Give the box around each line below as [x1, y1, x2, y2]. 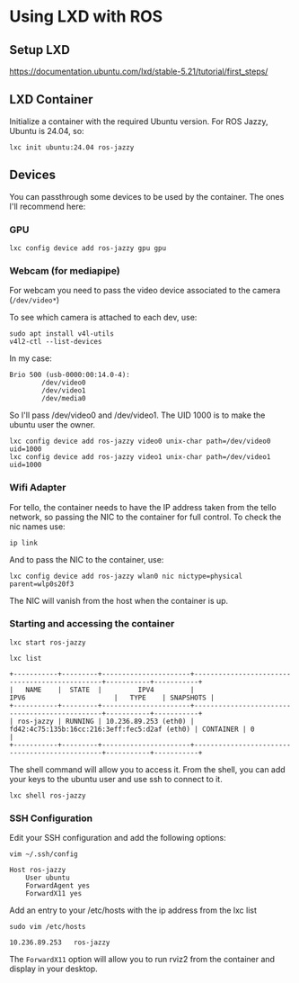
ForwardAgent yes [25, 881, 91, 890]
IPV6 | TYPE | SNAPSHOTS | [9, 693, 215, 702]
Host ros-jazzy [9, 866, 66, 875]
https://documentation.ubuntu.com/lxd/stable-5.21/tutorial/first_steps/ [9, 66, 268, 77]
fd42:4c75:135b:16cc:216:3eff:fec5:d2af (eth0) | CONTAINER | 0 [9, 725, 255, 734]
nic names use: [9, 520, 66, 532]
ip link [9, 538, 39, 547]
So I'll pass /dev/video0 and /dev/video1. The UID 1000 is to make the [9, 410, 266, 420]
